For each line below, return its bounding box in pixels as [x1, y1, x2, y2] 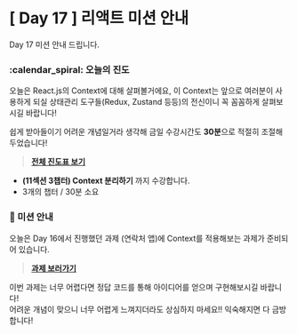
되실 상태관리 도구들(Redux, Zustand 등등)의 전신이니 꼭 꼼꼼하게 [32, 97, 261, 107]
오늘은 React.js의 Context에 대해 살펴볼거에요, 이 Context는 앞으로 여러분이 [9, 85, 274, 96]
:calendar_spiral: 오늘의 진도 [9, 63, 131, 76]
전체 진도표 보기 [30, 156, 86, 167]
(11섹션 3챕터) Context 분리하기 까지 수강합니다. [21, 175, 190, 187]
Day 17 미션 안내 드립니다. [9, 39, 100, 50]
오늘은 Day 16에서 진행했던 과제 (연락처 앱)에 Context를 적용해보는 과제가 [9, 233, 265, 243]
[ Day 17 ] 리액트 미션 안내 [9, 8, 189, 28]
